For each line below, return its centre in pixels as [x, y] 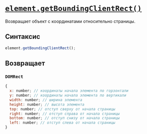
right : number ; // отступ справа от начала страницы [65, 114]
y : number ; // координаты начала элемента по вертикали [68, 95]
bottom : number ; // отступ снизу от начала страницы [65, 118]
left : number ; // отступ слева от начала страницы [62, 123]
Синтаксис [23, 37]
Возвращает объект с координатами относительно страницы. [70, 21]
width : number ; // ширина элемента [46, 100]
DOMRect [14, 77]
